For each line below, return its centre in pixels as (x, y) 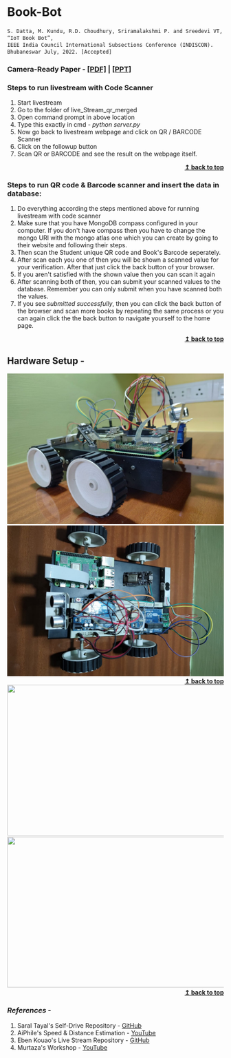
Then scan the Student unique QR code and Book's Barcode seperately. (119, 253)
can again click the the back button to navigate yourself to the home (114, 318)
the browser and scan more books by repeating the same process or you (120, 311)
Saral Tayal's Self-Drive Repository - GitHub (79, 1025)
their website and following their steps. (72, 245)
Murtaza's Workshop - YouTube (62, 1047)
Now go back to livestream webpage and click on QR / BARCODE (109, 132)
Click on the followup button (57, 147)
